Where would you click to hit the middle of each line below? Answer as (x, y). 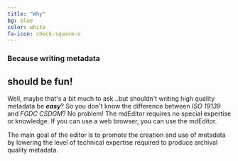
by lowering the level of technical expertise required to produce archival (113, 142)
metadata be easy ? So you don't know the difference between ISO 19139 (114, 106)
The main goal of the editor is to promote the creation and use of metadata (117, 135)
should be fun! (40, 81)
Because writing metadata (54, 59)
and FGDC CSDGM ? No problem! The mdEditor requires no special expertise (119, 113)
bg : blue (20, 21)
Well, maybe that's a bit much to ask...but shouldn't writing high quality (111, 98)
